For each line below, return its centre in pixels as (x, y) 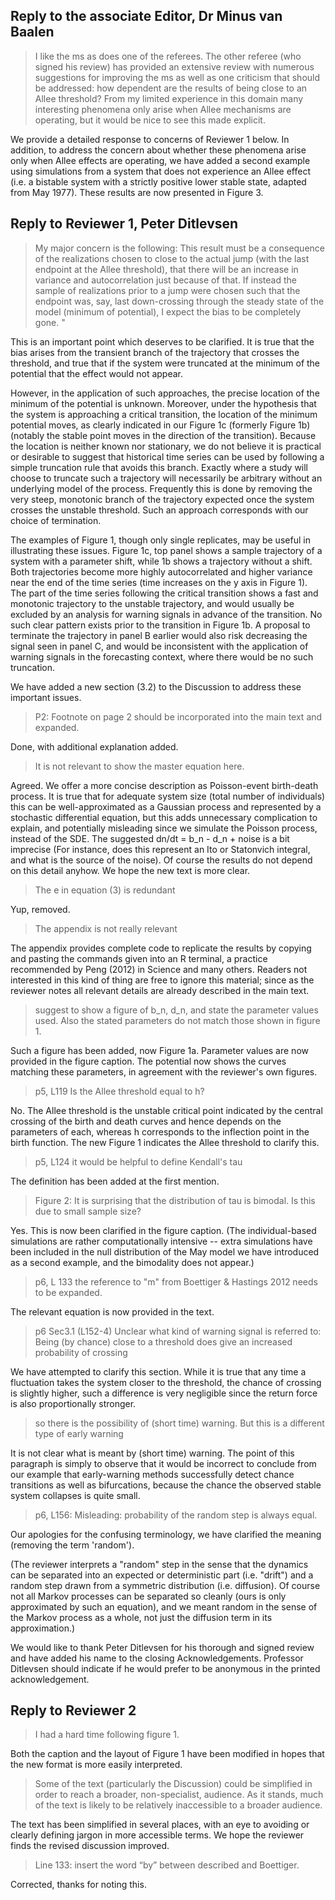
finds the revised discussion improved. (90, 1846)
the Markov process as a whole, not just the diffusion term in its (141, 1617)
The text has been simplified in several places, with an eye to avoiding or (160, 1825)
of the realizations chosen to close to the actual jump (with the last (172, 258)
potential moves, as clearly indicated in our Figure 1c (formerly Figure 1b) (160, 425)
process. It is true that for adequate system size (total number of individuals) (168, 796)
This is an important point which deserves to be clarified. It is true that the (162, 341)
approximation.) (43, 1628)
